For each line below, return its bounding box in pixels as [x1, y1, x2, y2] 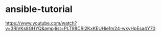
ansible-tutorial [5, 3, 73, 15]
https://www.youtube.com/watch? [5, 20, 77, 26]
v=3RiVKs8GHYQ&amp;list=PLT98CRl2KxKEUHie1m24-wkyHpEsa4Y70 [5, 25, 156, 31]
